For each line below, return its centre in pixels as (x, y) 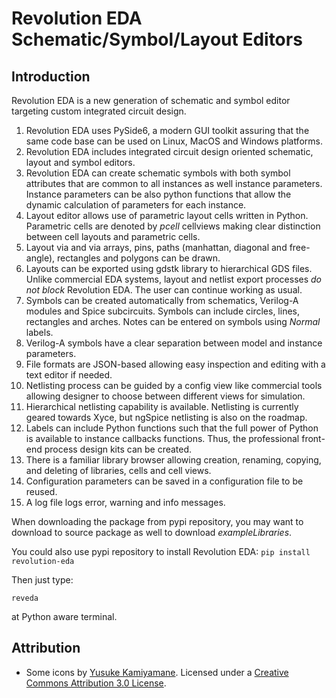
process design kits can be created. (118, 449)
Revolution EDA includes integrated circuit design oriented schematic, (169, 151)
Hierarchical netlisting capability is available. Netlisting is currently (162, 406)
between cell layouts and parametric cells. (113, 236)
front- (313, 438)
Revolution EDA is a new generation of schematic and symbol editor (151, 100)
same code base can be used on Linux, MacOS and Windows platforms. (174, 141)
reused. (41, 491)
